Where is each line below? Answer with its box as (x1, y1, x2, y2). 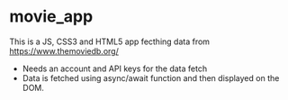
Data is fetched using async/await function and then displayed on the (22, 72, 280, 83)
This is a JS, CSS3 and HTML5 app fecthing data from (9, 36, 210, 47)
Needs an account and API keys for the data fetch (22, 63, 208, 74)
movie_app (9, 6, 94, 27)
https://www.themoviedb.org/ (9, 45, 119, 56)
